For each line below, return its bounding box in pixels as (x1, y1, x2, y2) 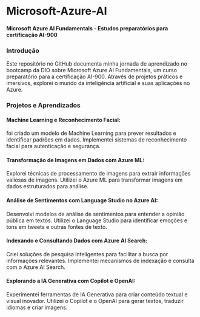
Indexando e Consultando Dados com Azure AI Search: (6, 237, 148, 244)
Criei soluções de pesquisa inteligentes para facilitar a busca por (6, 250, 168, 257)
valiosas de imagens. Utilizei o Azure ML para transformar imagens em (6, 176, 183, 183)
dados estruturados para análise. (6, 183, 89, 190)
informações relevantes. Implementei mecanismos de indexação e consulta (6, 257, 195, 264)
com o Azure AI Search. (6, 263, 65, 271)
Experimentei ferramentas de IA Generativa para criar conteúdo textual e (6, 291, 188, 298)
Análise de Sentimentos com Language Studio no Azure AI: (6, 197, 158, 204)
